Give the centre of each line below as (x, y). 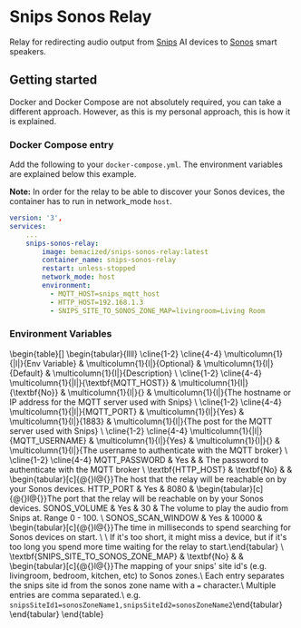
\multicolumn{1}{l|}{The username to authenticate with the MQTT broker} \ (149, 450)
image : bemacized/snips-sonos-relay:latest (125, 251)
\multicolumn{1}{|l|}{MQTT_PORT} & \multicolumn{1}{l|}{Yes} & (127, 411)
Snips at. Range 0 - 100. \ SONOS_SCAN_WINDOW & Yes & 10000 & (136, 517)
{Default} (26, 373)
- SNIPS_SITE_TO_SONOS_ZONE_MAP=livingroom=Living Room (157, 310)
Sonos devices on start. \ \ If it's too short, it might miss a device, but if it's (148, 536)
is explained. (33, 121)
